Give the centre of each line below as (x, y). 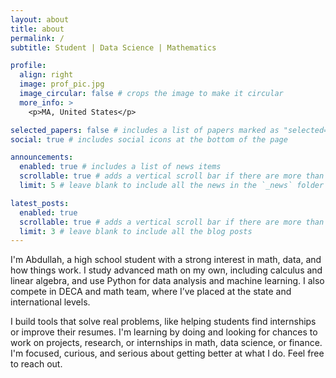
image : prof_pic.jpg (62, 84)
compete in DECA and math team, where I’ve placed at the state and (151, 292)
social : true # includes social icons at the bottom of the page (149, 139)
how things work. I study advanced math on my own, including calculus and (166, 270)
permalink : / (37, 38)
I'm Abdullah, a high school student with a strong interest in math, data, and (166, 260)
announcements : (42, 157)
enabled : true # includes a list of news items (120, 167)
